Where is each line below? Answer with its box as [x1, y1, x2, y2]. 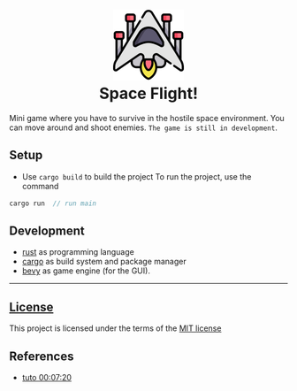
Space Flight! [98, 84, 199, 103]
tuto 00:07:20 [21, 372, 72, 383]
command [21, 180, 59, 191]
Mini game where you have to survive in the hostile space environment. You [9, 112, 285, 123]
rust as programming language [21, 247, 134, 257]
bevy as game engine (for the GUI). [21, 265, 150, 276]
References [9, 349, 74, 364]
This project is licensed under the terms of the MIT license [9, 323, 222, 333]
